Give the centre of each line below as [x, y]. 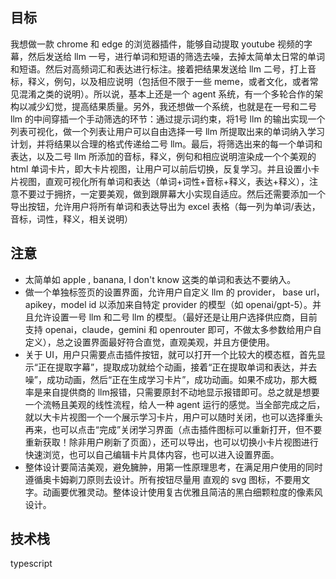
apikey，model [55, 304]
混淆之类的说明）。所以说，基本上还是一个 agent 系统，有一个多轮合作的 [166, 94]
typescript [31, 564]
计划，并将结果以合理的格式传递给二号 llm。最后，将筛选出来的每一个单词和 [166, 144]
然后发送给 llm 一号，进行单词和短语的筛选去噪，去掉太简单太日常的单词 [176, 56]
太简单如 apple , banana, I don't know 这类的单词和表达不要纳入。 [160, 279]
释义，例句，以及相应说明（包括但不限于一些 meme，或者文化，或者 [168, 81]
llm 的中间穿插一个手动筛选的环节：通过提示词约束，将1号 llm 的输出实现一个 [168, 119]
